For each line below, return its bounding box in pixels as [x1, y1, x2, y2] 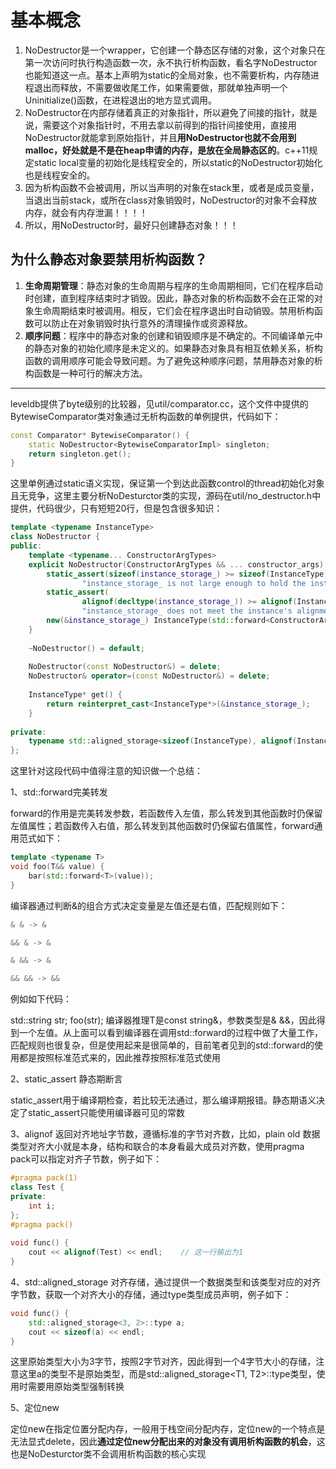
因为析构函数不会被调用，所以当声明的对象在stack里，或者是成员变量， [24, 181, 320, 193]
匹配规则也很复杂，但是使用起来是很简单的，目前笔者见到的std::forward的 [10, 1039, 315, 1051]
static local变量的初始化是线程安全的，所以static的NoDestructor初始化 [33, 156, 323, 168]
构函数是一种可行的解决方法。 [24, 367, 148, 379]
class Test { [10, 1182, 65, 1192]
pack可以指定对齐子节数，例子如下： [10, 1153, 163, 1165]
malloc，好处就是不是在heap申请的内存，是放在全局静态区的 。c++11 [24, 144, 310, 156]
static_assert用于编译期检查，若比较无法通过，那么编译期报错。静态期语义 [10, 1094, 317, 1106]
